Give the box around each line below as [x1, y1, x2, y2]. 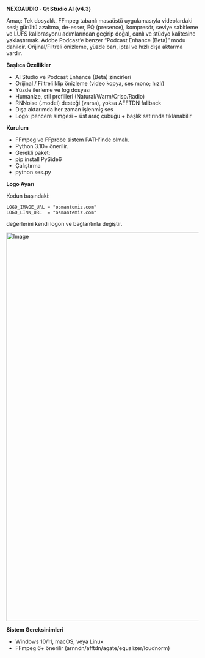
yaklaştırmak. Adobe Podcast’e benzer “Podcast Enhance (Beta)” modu [6, 37, 186, 43]
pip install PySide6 [15, 155, 62, 163]
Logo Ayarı [6, 181, 35, 187]
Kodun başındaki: [6, 192, 50, 200]
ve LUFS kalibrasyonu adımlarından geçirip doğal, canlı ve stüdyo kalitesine [6, 30, 196, 37]
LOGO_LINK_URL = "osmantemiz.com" [6, 209, 97, 215]
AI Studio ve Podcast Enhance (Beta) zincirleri [15, 73, 131, 80]
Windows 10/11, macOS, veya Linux [15, 638, 104, 645]
